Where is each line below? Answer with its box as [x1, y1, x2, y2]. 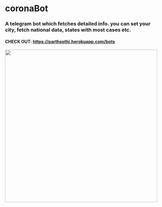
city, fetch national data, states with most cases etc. [5, 26, 131, 33]
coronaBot [5, 3, 49, 14]
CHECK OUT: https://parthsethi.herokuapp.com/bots [5, 39, 115, 44]
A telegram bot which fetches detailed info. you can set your [5, 21, 151, 27]
